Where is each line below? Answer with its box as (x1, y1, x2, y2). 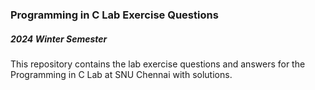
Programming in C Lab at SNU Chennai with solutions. (10, 68, 233, 80)
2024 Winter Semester (10, 33, 108, 45)
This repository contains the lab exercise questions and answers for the (10, 58, 306, 70)
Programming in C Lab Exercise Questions (10, 8, 219, 22)
